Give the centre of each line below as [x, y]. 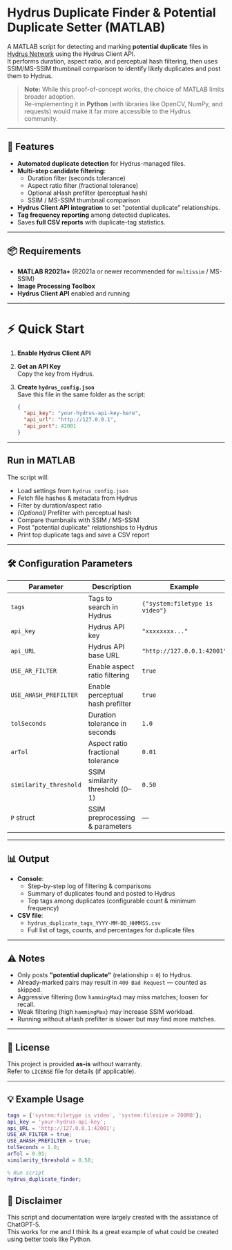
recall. [26, 1004]
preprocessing [112, 818]
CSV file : [30, 916]
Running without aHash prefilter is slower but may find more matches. [116, 1019]
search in [103, 607]
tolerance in [107, 723]
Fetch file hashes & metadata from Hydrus [77, 498]
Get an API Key [39, 366]
